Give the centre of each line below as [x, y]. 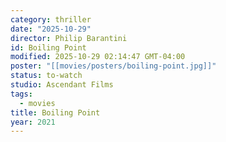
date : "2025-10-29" [51, 29]
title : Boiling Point [55, 112]
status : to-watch [46, 76]
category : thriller [51, 19]
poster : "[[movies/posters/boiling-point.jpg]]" [113, 66]
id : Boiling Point [48, 47]
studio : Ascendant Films [62, 85]
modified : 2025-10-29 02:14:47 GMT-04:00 [98, 57]
